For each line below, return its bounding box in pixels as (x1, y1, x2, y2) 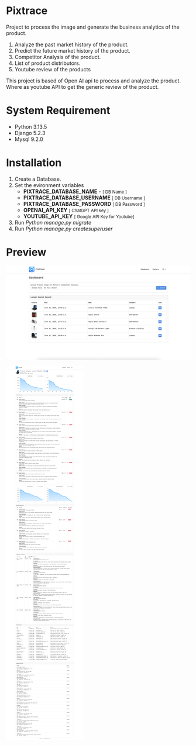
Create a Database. (14, 175, 61, 182)
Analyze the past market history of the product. (14, 41, 129, 48)
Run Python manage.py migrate (14, 219, 92, 226)
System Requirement (6, 104, 111, 118)
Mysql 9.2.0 (14, 136, 44, 143)
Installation (6, 156, 62, 170)
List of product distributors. (14, 60, 81, 67)
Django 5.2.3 (14, 129, 46, 136)
